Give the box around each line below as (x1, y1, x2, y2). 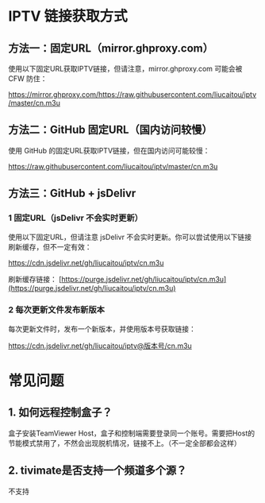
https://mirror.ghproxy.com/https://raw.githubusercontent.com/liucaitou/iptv (8, 90, 257, 99)
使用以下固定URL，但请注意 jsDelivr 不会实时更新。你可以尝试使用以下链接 (8, 232, 252, 242)
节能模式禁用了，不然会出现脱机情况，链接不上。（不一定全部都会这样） (8, 438, 241, 447)
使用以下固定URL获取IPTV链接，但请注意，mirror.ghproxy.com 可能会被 (8, 64, 243, 73)
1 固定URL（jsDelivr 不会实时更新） (8, 212, 143, 223)
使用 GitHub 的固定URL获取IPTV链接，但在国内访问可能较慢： (8, 145, 210, 155)
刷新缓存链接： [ (8, 274, 62, 284)
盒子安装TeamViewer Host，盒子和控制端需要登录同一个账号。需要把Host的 (8, 428, 255, 438)
